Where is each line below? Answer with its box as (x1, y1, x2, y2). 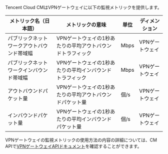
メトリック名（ (9, 18, 45, 24)
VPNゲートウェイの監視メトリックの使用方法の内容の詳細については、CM (5, 137, 157, 143)
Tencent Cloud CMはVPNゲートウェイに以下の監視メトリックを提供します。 (5, 5, 162, 10)
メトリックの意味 (65, 22, 106, 28)
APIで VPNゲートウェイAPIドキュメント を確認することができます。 (5, 143, 142, 149)
